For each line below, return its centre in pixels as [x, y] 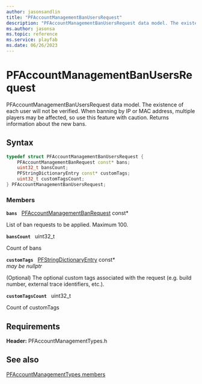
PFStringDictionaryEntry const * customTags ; [74, 173]
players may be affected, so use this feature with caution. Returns [88, 117]
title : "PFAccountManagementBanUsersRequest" [64, 17]
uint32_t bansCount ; [43, 168]
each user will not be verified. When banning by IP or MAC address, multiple [101, 111]
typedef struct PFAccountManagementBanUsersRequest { [75, 156]
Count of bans [24, 248]
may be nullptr [24, 266]
